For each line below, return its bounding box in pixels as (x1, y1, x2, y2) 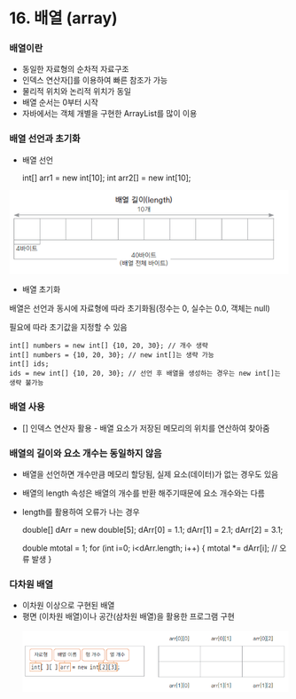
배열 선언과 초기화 (9, 132, 82, 145)
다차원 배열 (9, 578, 54, 591)
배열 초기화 (21, 284, 61, 295)
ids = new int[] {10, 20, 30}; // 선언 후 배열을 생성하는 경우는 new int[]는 (9, 369, 281, 378)
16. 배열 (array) (9, 8, 118, 28)
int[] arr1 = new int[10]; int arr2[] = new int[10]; (21, 172, 191, 183)
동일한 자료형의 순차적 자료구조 (21, 64, 129, 75)
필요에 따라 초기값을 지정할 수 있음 (9, 322, 128, 333)
